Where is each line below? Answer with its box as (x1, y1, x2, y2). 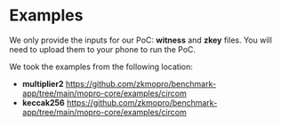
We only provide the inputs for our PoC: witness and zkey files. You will (9, 35, 273, 45)
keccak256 (21, 97, 65, 107)
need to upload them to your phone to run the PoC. (9, 43, 197, 54)
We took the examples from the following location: (9, 61, 194, 72)
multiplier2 (21, 78, 64, 89)
